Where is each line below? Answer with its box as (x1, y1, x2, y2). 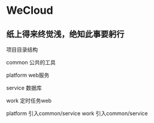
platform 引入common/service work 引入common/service (6, 110, 148, 117)
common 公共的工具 (6, 59, 56, 66)
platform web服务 (6, 71, 50, 79)
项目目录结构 (6, 46, 38, 53)
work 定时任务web (6, 97, 52, 104)
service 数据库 (6, 85, 42, 91)
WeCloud (6, 4, 53, 17)
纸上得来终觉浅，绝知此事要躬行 (6, 29, 125, 39)
